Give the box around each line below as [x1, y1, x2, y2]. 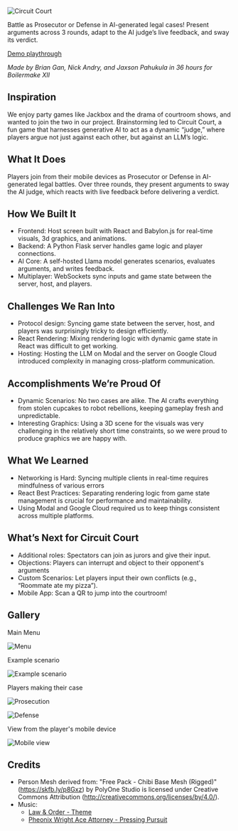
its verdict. [7, 36, 38, 44]
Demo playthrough [7, 50, 62, 58]
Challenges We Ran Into [7, 300, 115, 312]
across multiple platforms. [17, 511, 94, 520]
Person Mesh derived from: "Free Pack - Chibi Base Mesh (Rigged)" [17, 778, 217, 786]
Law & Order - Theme [28, 808, 92, 817]
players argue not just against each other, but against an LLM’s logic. [7, 132, 209, 141]
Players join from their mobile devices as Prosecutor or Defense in [7, 172, 201, 181]
